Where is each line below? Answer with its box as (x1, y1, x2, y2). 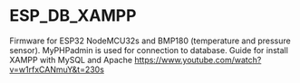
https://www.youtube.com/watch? (134, 54, 262, 65)
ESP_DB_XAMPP (9, 5, 137, 26)
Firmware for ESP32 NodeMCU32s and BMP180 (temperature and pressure (9, 35, 292, 46)
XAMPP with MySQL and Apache (9, 54, 133, 65)
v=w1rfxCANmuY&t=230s (9, 64, 104, 75)
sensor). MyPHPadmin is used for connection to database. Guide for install (9, 44, 288, 55)
